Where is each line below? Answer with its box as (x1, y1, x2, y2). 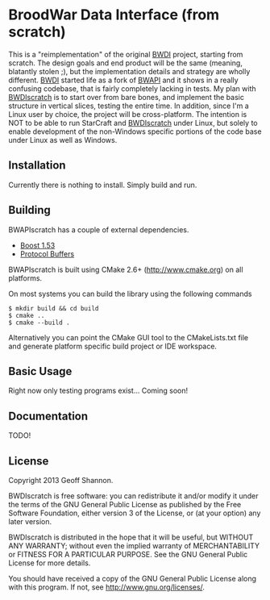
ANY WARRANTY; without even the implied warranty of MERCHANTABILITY (8, 541, 260, 550)
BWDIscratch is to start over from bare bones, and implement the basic (8, 92, 244, 102)
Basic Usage (8, 365, 73, 378)
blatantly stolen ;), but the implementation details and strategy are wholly (8, 66, 251, 76)
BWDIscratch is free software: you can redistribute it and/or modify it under (8, 491, 260, 501)
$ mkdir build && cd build (8, 304, 99, 312)
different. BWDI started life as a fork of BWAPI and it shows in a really (8, 75, 239, 85)
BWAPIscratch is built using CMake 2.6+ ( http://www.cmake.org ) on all (8, 265, 243, 274)
